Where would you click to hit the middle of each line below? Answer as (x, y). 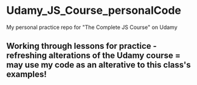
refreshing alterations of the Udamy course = (94, 56)
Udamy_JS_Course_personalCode (94, 11)
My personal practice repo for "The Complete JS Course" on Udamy (92, 27)
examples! (26, 74)
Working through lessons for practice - (81, 46)
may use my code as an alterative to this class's (99, 65)
